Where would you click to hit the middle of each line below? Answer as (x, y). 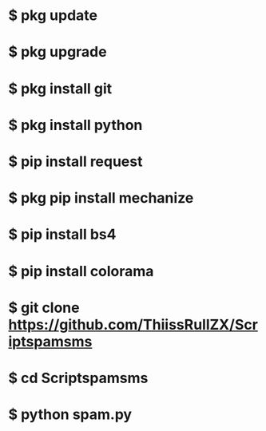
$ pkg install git (60, 88)
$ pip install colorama (81, 271)
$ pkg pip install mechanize (101, 198)
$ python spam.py (70, 415)
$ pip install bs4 (62, 235)
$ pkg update (53, 16)
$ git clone (44, 308)
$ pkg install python (75, 125)
